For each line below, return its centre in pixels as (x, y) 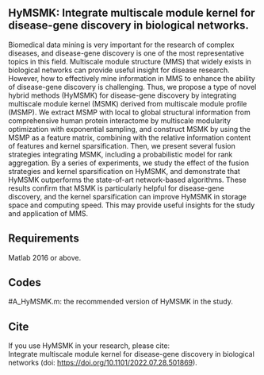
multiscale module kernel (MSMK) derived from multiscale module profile (128, 103)
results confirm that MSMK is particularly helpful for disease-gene (116, 188)
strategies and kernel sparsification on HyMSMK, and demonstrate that (124, 171)
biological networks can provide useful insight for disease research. (119, 70)
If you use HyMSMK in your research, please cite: (89, 346)
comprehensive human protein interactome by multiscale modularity (120, 120)
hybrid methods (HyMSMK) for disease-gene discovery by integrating (122, 95)
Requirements (44, 239)
